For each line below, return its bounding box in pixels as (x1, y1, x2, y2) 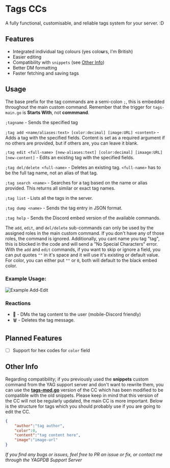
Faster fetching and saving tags (12, 70, 79, 76)
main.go (5, 110, 22, 115)
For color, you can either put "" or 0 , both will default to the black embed (5, 257, 157, 263)
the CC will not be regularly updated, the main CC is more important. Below (5, 397, 163, 404)
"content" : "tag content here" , (14, 433, 81, 438)
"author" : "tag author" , (14, 423, 65, 428)
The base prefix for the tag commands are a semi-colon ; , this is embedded (5, 98, 165, 105)
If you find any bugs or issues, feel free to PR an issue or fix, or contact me (5, 452, 163, 458)
